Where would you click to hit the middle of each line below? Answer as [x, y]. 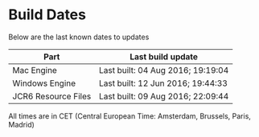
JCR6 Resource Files [52, 96]
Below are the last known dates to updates [79, 37]
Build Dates [47, 15]
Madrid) [21, 124]
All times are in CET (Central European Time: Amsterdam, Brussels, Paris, [130, 116]
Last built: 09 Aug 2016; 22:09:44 [164, 96]
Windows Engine [44, 83]
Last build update [164, 56]
